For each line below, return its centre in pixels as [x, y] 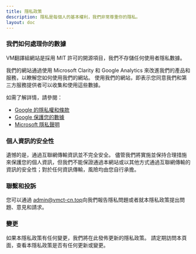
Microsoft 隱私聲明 [37, 124]
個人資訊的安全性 [30, 141]
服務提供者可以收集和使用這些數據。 [60, 85]
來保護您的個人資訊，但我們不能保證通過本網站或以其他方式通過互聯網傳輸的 [98, 162]
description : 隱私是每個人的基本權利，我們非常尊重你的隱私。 [73, 17]
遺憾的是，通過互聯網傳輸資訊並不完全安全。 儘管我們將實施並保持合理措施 [97, 155]
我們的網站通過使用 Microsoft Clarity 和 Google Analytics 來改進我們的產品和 [98, 70]
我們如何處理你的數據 [36, 44]
